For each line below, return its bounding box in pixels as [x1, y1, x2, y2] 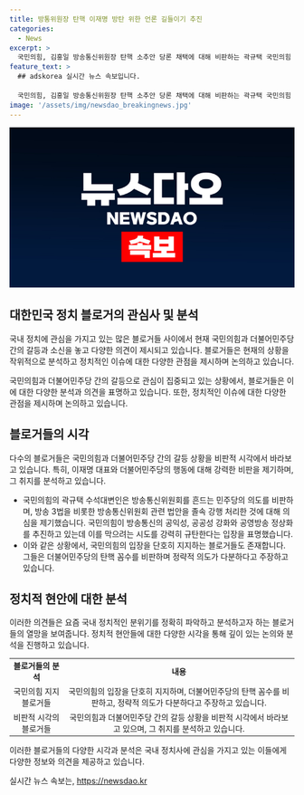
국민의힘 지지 [13, 686, 61, 697]
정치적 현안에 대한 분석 [9, 591, 128, 607]
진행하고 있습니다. [25, 639, 90, 651]
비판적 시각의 [13, 712, 61, 723]
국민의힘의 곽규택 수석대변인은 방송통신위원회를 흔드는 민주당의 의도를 [22, 494, 270, 505]
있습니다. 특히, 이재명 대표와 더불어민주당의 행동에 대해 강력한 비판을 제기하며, [18, 464, 294, 474]
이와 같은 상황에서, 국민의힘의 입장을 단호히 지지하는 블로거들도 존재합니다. [22, 540, 287, 551]
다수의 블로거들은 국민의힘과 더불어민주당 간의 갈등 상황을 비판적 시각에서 [9, 453, 269, 464]
